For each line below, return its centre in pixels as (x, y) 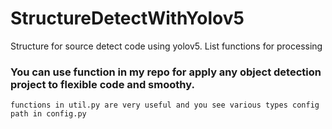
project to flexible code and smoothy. (102, 84)
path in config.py (48, 114)
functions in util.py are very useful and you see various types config (165, 105)
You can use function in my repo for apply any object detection (166, 72)
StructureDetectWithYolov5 (127, 18)
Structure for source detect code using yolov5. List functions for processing (166, 46)
